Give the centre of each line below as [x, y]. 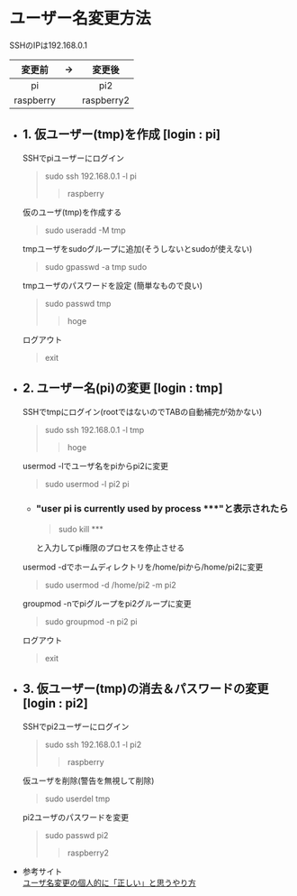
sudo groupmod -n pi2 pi [91, 621]
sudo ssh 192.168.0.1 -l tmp [94, 430]
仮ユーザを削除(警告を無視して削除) [88, 781]
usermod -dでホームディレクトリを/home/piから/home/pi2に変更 [143, 567]
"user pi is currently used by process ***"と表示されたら [162, 509]
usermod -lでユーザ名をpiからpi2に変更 [95, 466]
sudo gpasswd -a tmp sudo [96, 266]
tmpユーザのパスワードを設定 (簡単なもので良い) [112, 285]
